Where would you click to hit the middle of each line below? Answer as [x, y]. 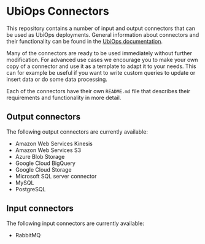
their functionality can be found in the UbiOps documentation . [85, 41]
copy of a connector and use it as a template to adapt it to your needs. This [101, 66]
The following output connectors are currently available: [77, 132]
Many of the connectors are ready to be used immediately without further [99, 53]
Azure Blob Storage [40, 156]
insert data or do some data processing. [57, 79]
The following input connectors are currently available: [75, 223]
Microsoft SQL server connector [56, 176]
